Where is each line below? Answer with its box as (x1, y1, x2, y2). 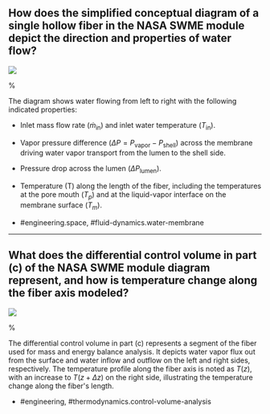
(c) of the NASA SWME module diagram (8, 261, 211, 275)
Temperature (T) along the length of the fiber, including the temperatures (19, 181, 262, 191)
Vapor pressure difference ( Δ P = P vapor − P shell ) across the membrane (19, 137, 253, 150)
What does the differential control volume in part (8, 248, 257, 262)
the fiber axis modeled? (8, 286, 129, 300)
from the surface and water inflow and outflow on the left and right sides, (8, 355, 251, 365)
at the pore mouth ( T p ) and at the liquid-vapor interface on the (19, 190, 227, 201)
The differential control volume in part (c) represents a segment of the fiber (8, 338, 257, 348)
